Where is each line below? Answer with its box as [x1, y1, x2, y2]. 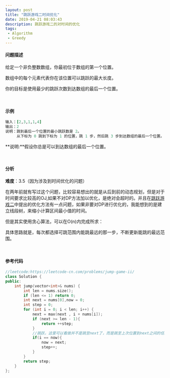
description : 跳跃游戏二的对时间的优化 [5, 21, 80, 27]
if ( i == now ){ [32, 335, 62, 341]
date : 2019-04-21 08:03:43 [5, 17, 62, 22]
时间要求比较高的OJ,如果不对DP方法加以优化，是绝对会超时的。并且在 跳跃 [5, 195, 160, 201]
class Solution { [5, 274, 42, 279]
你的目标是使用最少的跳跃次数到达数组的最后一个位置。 [5, 86, 120, 92]
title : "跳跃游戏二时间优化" [5, 12, 60, 17]
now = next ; [41, 340, 67, 345]
